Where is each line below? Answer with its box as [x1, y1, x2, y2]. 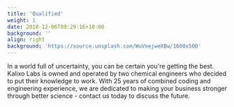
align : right [7, 36, 45, 43]
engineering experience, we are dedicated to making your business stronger [7, 85, 228, 92]
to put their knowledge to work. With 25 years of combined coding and [7, 77, 211, 85]
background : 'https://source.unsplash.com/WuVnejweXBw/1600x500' [7, 43, 201, 50]
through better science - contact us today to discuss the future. [7, 92, 190, 100]
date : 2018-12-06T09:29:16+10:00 [7, 23, 105, 30]
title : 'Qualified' [7, 10, 64, 17]
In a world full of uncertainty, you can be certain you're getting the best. [7, 62, 214, 70]
